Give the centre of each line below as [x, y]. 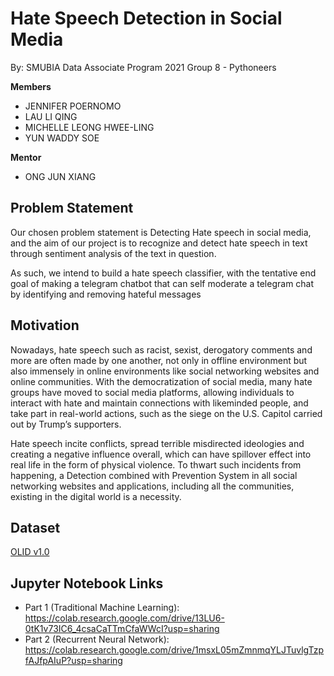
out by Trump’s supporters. [66, 424]
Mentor [26, 157]
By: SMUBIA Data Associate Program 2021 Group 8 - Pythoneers [143, 67]
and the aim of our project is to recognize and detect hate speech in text [159, 243]
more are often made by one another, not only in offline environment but [159, 360]
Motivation [45, 325]
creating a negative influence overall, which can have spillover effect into [161, 454]
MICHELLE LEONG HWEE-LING [89, 127]
